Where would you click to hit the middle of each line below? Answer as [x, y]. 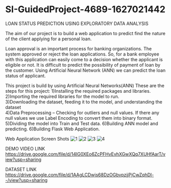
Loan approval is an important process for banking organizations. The [79, 48]
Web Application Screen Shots [37, 139]
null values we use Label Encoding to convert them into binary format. [79, 118]
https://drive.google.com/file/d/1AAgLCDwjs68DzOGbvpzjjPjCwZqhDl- [80, 175]
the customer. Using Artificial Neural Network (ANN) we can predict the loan [86, 70]
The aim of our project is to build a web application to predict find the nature [86, 33]
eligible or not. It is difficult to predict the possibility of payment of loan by [83, 65]
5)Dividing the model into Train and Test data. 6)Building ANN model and [82, 123]
